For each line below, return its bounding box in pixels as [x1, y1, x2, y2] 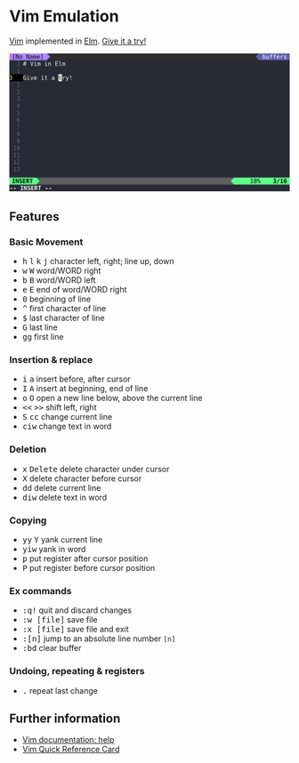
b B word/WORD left [21, 275, 96, 285]
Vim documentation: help [21, 735, 115, 745]
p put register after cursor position [21, 553, 149, 564]
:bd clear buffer [21, 643, 82, 654]
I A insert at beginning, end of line [21, 383, 149, 394]
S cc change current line [21, 412, 113, 422]
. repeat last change [21, 685, 98, 695]
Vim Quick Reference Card [21, 744, 120, 755]
